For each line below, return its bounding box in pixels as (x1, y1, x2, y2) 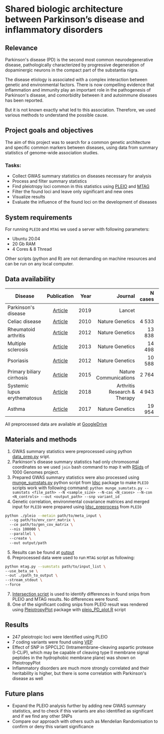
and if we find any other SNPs (12, 713, 72, 719)
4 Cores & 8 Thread (12, 246, 52, 252)
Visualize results (12, 194, 45, 200)
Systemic (7, 382, 29, 389)
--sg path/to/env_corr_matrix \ (9, 518, 76, 522)
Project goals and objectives (5, 126, 94, 135)
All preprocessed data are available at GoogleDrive (5, 421, 107, 427)
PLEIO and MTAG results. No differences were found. (12, 596, 119, 602)
